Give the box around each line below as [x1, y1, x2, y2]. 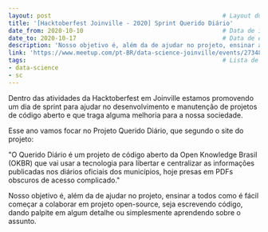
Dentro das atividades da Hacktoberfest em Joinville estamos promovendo [8, 93, 254, 102]
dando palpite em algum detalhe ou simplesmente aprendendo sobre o [8, 207, 241, 217]
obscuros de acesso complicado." [8, 175, 120, 185]
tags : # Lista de [8, 57, 259, 65]
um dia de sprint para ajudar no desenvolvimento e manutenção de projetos [8, 102, 258, 111]
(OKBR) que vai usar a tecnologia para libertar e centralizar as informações [8, 158, 255, 168]
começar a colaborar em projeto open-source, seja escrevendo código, [8, 199, 243, 209]
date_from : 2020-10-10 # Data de [8, 26, 255, 34]
